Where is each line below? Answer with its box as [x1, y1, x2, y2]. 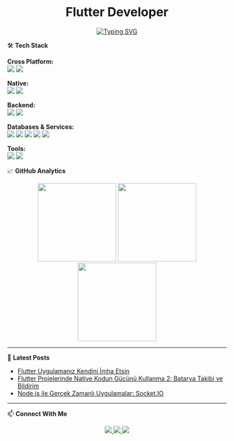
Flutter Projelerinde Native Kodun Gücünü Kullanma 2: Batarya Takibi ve [17, 374, 224, 382]
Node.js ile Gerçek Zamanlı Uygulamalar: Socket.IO [17, 389, 164, 397]
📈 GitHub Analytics [7, 167, 66, 175]
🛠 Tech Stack [7, 41, 49, 49]
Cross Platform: [7, 57, 54, 65]
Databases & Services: [7, 123, 75, 131]
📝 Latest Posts [7, 353, 50, 362]
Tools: [7, 144, 26, 153]
